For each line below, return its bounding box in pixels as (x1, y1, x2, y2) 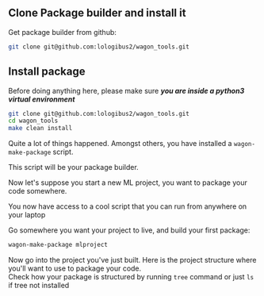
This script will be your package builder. (8, 163, 139, 172)
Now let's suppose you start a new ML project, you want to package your (8, 178, 247, 187)
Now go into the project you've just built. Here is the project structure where (8, 256, 257, 264)
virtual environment (8, 94, 75, 104)
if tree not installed (8, 281, 70, 290)
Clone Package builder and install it (8, 6, 186, 20)
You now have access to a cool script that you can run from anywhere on (8, 202, 247, 211)
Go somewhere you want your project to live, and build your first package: (8, 225, 251, 235)
